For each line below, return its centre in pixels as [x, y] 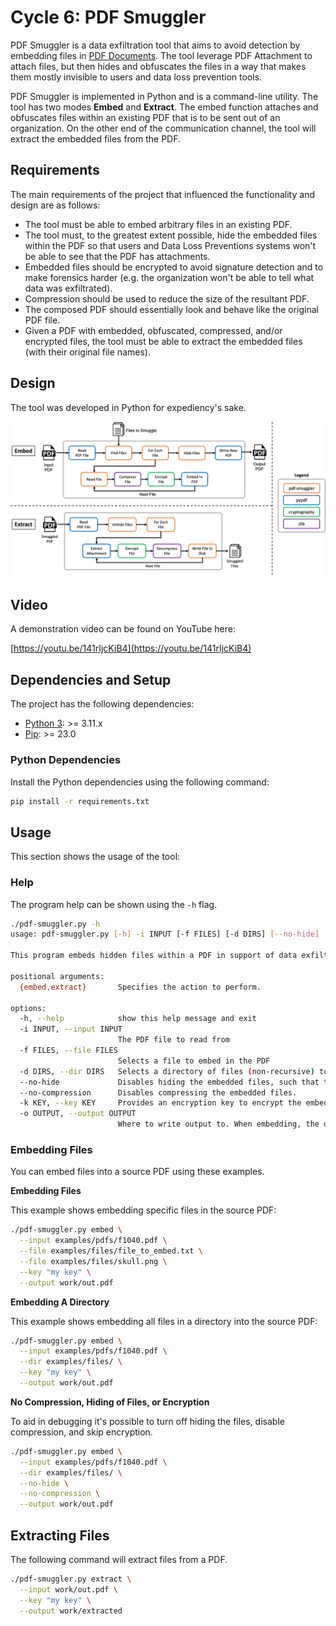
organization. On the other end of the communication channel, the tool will [163, 128]
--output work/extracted [71, 1611]
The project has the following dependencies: [102, 704]
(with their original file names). [87, 352]
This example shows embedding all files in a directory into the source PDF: [164, 1321]
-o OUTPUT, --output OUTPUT [78, 1114]
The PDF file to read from [173, 1040]
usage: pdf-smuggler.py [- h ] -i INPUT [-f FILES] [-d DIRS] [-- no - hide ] [165, 934]
